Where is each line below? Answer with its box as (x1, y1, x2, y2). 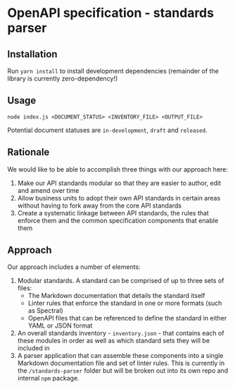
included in (17, 344, 51, 352)
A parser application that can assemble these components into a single (17, 352, 224, 360)
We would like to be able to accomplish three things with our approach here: (7, 164, 229, 174)
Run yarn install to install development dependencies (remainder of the (7, 67, 220, 75)
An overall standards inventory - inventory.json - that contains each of (17, 329, 224, 337)
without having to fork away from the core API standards (17, 201, 182, 210)
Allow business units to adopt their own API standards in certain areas (17, 193, 221, 202)
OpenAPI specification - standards (7, 5, 215, 21)
